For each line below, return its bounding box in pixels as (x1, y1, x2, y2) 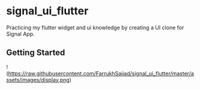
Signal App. (6, 30, 35, 37)
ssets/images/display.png (6, 76, 70, 83)
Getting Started (6, 48, 65, 58)
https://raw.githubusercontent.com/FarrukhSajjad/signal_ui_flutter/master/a (8, 70, 194, 77)
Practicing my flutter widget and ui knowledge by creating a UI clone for (6, 24, 184, 31)
